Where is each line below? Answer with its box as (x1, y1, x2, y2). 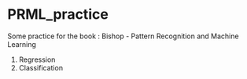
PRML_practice (7, 5, 109, 23)
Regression (18, 55, 56, 64)
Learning (7, 39, 37, 48)
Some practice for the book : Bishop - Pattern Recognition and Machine (7, 31, 239, 41)
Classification (18, 63, 64, 72)
